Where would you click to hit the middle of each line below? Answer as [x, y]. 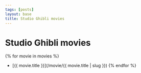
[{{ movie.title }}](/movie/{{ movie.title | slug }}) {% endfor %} [74, 66]
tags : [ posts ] [20, 9]
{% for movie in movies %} [32, 56]
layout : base [18, 14]
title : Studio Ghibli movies [35, 18]
